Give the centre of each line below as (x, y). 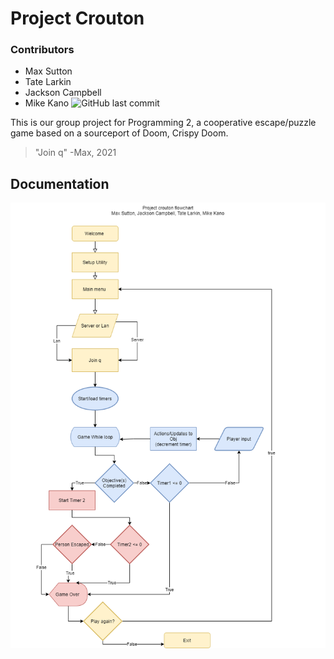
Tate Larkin (48, 82)
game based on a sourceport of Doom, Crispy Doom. (119, 133)
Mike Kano (47, 103)
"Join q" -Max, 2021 (75, 153)
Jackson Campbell (63, 93)
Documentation (60, 183)
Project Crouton (77, 18)
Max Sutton (48, 71)
